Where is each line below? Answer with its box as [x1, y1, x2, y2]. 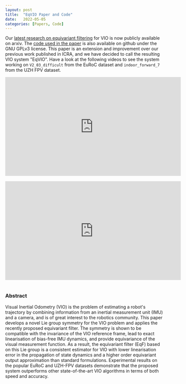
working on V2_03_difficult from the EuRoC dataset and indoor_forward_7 [5, 62, 160, 68]
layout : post [5, 7, 33, 13]
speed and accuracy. [5, 373, 49, 379]
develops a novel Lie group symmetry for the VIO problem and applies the [5, 320, 158, 326]
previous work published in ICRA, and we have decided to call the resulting [5, 51, 160, 57]
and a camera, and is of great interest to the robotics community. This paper [5, 314, 163, 320]
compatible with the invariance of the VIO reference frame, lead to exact [5, 330, 154, 336]
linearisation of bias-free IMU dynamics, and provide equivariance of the [5, 336, 155, 342]
